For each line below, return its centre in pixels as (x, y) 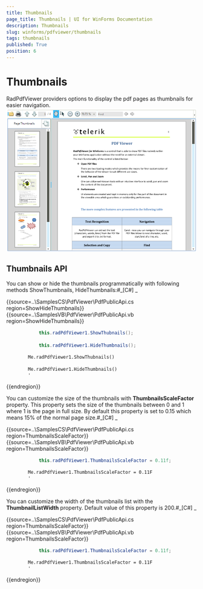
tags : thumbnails (28, 38)
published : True (27, 45)
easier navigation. (28, 105)
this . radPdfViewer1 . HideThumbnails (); (87, 345)
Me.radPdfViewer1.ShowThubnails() (71, 358)
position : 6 (21, 52)
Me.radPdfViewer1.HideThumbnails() (73, 370)
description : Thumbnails (37, 25)
